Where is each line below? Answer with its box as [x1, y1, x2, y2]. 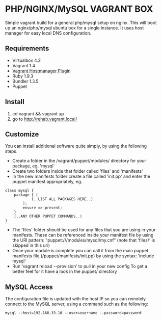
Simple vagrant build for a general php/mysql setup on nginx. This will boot [5, 20, 157, 26]
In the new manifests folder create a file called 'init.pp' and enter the [12, 173, 151, 180]
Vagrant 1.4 [12, 62, 35, 68]
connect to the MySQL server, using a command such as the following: [5, 301, 148, 307]
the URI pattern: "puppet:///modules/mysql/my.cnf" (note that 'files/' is [12, 237, 156, 243]
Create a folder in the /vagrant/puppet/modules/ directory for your [12, 158, 146, 164]
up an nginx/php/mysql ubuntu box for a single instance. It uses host [5, 25, 144, 30]
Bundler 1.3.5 [12, 78, 39, 84]
